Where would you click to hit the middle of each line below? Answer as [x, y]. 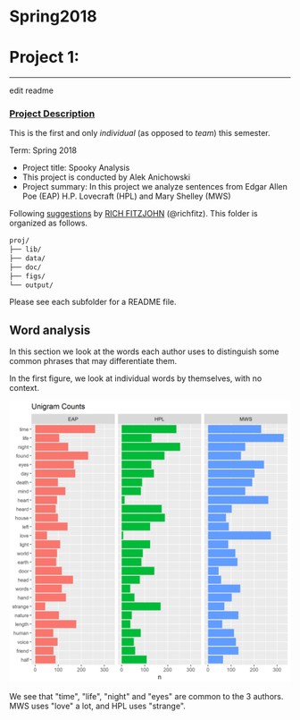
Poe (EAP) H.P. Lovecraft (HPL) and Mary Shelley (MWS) [126, 196]
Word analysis [50, 330]
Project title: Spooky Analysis [76, 168]
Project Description [52, 114]
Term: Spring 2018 [43, 150]
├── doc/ [25, 267]
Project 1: [45, 58]
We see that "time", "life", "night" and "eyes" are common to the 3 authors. [146, 697]
